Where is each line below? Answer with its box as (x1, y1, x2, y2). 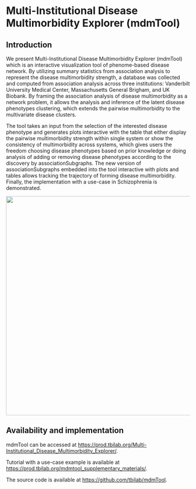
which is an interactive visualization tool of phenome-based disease (6, 61, 170, 68)
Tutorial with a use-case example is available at (6, 459, 120, 466)
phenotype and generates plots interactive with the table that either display (6, 129, 187, 136)
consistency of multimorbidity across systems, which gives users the (6, 141, 172, 148)
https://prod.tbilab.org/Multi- (78, 441, 147, 448)
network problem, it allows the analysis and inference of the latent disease (6, 99, 185, 106)
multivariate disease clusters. (6, 111, 77, 118)
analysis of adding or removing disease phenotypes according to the (6, 154, 171, 160)
